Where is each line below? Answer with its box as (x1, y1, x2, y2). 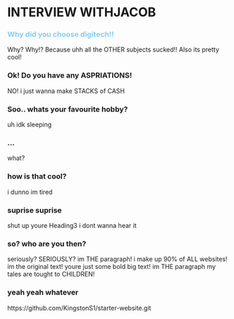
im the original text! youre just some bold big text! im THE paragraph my (7, 263, 216, 271)
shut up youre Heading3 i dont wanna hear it (7, 221, 137, 229)
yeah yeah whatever (7, 287, 79, 297)
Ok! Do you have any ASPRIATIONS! (7, 71, 133, 80)
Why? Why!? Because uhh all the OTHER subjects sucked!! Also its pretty (7, 45, 220, 54)
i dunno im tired (7, 188, 53, 196)
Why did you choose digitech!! (7, 30, 114, 40)
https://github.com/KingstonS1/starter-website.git (7, 303, 152, 312)
